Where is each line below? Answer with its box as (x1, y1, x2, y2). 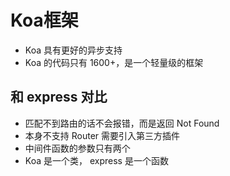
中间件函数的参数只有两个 (24, 142, 131, 154)
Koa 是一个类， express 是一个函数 (24, 154, 169, 166)
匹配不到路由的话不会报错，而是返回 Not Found (24, 117, 220, 129)
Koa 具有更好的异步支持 (24, 44, 123, 56)
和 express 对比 (10, 89, 108, 106)
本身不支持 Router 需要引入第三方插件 (24, 129, 181, 141)
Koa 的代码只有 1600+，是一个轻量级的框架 (24, 56, 204, 68)
